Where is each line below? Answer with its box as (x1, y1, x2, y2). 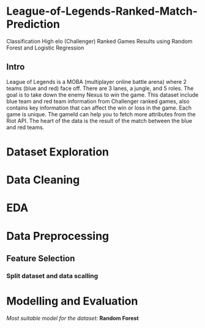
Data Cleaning (6, 173, 80, 187)
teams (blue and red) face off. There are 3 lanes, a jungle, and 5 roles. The (6, 84, 194, 92)
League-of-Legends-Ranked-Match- (6, 4, 198, 18)
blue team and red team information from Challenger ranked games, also (6, 97, 190, 105)
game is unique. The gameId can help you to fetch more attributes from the (6, 110, 196, 117)
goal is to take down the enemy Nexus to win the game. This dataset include (6, 91, 199, 99)
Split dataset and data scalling (6, 271, 99, 280)
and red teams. (6, 124, 45, 131)
